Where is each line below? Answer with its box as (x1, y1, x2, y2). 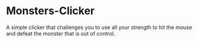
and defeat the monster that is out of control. (6, 30, 115, 37)
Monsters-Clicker (6, 4, 95, 18)
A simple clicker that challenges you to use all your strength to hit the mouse (6, 24, 192, 31)
